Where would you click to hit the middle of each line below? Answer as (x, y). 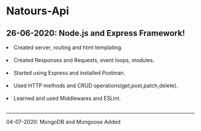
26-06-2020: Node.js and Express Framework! (96, 33)
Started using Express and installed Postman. (70, 73)
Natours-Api (38, 11)
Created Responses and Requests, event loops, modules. (84, 60)
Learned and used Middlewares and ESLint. (68, 98)
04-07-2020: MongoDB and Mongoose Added (63, 122)
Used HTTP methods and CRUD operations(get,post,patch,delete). (96, 86)
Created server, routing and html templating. (68, 47)
